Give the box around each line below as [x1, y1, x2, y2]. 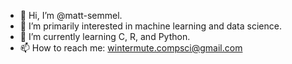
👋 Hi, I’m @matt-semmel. [19, 10, 123, 21]
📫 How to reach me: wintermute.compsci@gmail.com [19, 42, 243, 54]
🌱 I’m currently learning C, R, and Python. [19, 31, 191, 42]
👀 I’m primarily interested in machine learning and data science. [19, 20, 282, 32]
